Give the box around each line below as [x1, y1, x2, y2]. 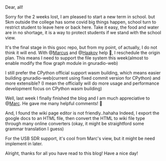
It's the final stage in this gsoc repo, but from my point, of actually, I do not [5, 45, 158, 50]
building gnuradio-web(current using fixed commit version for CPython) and [5, 75, 161, 81]
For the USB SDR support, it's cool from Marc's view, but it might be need [5, 136, 155, 141]
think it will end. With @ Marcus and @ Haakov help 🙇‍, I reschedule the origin [5, 50, 160, 55]
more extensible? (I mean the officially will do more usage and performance [5, 80, 160, 86]
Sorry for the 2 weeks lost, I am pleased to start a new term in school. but [5, 14, 155, 19]
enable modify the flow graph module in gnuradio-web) [5, 60, 118, 66]
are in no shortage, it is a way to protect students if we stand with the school [5, 30, 162, 35]
